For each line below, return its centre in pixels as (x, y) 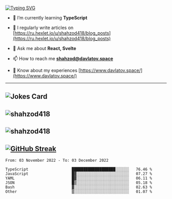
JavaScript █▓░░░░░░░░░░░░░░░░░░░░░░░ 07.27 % (79, 173)
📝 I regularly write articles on (43, 28)
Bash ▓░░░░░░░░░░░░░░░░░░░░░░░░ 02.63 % (79, 187)
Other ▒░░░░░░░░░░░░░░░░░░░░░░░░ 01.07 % (79, 191)
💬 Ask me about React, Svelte (45, 48)
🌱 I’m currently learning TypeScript (50, 18)
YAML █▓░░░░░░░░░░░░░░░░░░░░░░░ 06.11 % (79, 178)
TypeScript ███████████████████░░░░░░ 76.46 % (79, 169)
